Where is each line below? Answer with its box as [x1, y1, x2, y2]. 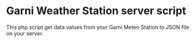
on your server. [6, 29, 44, 37]
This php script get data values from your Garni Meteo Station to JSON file [6, 24, 190, 31]
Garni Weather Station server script [6, 4, 187, 18]
